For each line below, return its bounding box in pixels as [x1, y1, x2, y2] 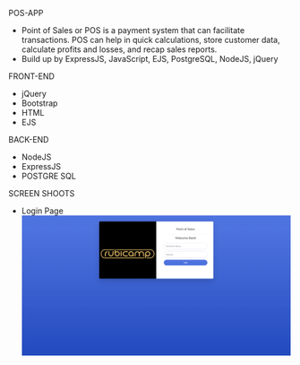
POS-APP [8, 8, 44, 18]
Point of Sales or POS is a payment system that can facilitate [21, 25, 245, 35]
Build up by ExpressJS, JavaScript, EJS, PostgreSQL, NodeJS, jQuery [21, 54, 279, 64]
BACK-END [8, 135, 49, 144]
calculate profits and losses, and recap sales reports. [21, 44, 218, 55]
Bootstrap [21, 98, 58, 109]
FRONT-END [8, 71, 56, 82]
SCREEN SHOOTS [8, 188, 75, 198]
